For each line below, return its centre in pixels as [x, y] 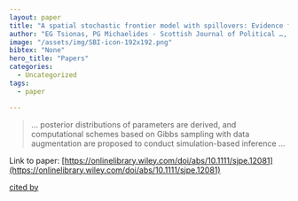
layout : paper [35, 17]
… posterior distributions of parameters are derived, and [133, 124]
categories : [31, 67]
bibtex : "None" [37, 50]
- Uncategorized [47, 75]
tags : [19, 83]
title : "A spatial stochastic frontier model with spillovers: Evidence [146, 26]
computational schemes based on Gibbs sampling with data [140, 134]
